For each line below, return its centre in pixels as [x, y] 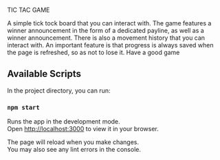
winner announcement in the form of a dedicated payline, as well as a [106, 31]
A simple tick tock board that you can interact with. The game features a [109, 23]
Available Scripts [44, 74]
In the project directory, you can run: [59, 90]
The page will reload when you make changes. [73, 142]
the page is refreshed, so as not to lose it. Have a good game [93, 52]
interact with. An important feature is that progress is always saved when [111, 45]
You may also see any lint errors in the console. [74, 150]
